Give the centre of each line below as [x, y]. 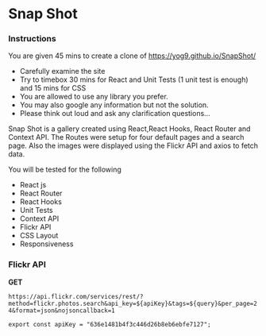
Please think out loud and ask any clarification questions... [115, 114]
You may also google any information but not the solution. [114, 105]
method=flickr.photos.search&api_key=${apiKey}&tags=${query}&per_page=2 [133, 303]
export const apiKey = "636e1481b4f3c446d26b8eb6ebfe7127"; [110, 324]
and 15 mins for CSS [53, 88]
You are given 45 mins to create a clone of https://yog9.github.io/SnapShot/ [132, 56]
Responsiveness [46, 244]
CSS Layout [39, 236]
